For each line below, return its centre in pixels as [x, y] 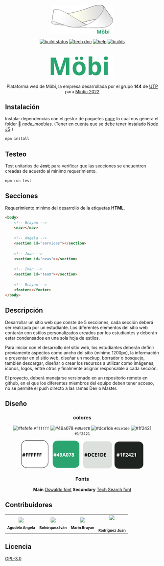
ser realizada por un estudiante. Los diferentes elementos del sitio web [77, 327]
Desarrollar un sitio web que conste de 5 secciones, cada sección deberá [79, 322]
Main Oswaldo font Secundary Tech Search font [82, 489]
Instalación [23, 107]
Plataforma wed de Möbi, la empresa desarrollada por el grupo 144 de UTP [82, 86]
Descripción [24, 310]
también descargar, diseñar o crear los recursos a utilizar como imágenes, [80, 363]
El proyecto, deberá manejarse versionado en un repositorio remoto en [76, 377]
